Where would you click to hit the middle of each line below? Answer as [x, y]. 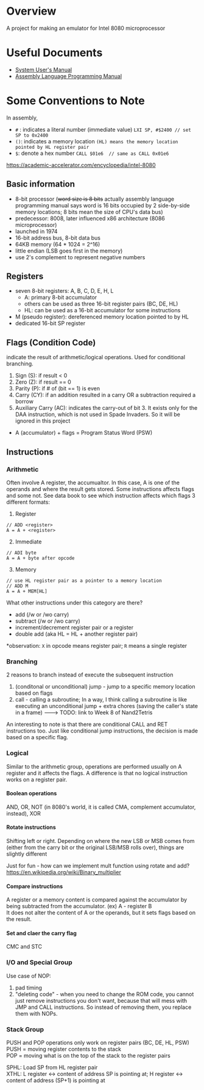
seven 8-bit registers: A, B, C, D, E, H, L [64, 291]
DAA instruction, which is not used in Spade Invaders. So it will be [98, 414]
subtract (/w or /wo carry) [47, 621]
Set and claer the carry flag [42, 933]
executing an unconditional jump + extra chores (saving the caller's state [106, 706]
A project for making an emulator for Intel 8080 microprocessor [86, 28]
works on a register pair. [37, 780]
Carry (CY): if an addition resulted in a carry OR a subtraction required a [105, 395]
